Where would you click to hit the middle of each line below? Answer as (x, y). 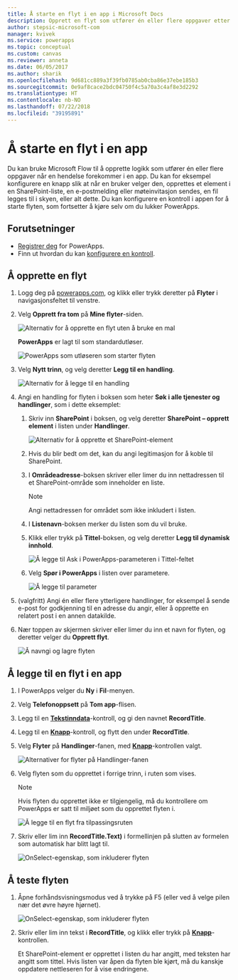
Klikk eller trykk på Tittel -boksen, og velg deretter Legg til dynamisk (129, 538)
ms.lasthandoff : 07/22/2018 (49, 107)
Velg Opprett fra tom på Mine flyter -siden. (81, 314)
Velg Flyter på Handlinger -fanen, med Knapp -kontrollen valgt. (110, 746)
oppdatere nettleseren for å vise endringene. (83, 969)
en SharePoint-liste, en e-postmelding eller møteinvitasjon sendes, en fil (113, 191)
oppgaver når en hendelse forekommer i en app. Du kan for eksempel (109, 176)
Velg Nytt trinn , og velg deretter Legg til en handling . (96, 370)
